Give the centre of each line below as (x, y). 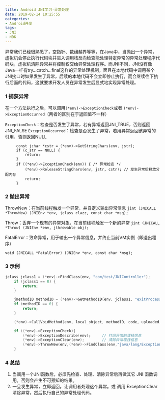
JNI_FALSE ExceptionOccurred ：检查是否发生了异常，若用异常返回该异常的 (81, 131)
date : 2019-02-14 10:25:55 (33, 14)
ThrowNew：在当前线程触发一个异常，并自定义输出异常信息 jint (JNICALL (81, 208)
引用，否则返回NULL (26, 137)
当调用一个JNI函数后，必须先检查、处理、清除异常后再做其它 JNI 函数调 (85, 374)
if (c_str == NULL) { (38, 150)
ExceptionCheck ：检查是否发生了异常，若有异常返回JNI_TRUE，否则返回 (78, 125)
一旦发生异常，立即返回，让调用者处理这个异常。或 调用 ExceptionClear (85, 387)
